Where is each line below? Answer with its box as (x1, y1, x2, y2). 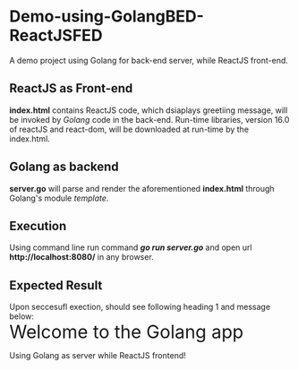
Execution (9, 218, 67, 234)
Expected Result (9, 278, 103, 293)
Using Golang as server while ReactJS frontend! (9, 350, 186, 361)
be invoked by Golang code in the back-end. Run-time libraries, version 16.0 (9, 114, 290, 125)
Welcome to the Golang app (9, 321, 244, 344)
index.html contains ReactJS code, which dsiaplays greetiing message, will (9, 105, 288, 116)
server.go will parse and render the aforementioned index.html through (9, 183, 275, 194)
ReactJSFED (9, 25, 103, 46)
